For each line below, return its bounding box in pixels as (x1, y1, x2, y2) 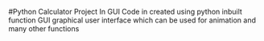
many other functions (8, 24, 80, 33)
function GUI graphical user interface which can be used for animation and (8, 15, 256, 25)
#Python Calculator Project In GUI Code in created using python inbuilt (8, 7, 243, 16)
